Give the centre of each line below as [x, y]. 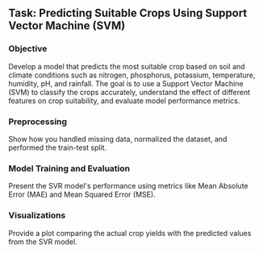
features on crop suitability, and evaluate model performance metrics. [124, 101]
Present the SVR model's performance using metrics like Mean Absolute [128, 186]
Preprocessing [38, 122]
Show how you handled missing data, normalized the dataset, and [118, 139]
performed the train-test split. [58, 147]
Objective [28, 49]
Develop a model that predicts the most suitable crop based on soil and [127, 66]
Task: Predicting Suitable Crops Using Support [128, 13]
